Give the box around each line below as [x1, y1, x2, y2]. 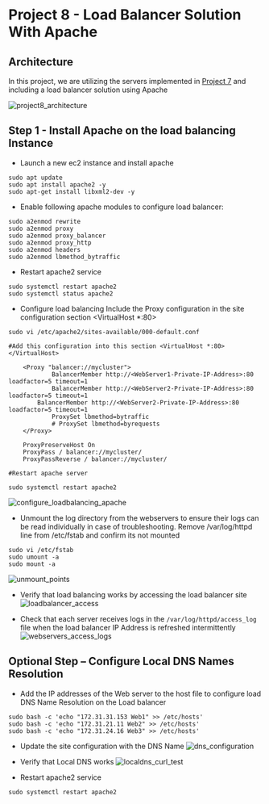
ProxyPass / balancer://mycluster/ [23, 448, 143, 456]
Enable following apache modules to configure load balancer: [19, 202, 224, 211]
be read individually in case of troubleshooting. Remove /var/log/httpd [19, 521, 253, 531]
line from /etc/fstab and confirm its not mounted [19, 530, 180, 540]
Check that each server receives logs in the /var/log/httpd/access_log [19, 613, 257, 623]
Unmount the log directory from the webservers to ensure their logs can [19, 513, 259, 522]
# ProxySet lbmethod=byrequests [51, 420, 160, 428]
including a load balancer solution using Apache [8, 85, 168, 94]
